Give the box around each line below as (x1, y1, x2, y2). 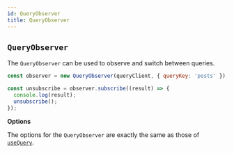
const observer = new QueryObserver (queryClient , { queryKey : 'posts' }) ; (7, 72, 229, 80)
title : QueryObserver (7, 17, 70, 24)
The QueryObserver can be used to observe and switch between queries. (7, 59, 215, 67)
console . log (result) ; (13, 92, 77, 99)
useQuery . (7, 138, 35, 146)
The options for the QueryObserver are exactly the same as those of (7, 130, 200, 139)
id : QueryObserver (7, 10, 61, 17)
